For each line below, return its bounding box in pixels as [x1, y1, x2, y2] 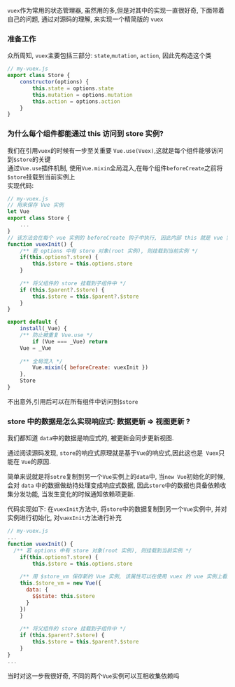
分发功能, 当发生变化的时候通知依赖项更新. [13, 490, 136, 498]
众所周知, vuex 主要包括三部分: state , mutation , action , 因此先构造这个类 [7, 51, 212, 60]
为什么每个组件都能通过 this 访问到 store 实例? [7, 129, 164, 139]
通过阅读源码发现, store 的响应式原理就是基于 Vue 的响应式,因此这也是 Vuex [7, 449, 219, 457]
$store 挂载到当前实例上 [7, 172, 76, 181]
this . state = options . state [32, 85, 114, 92]
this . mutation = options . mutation [32, 91, 133, 98]
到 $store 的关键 [7, 155, 51, 163]
